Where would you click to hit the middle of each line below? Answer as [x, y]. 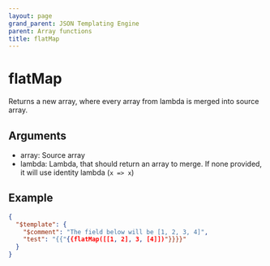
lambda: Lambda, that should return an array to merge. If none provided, [141, 164]
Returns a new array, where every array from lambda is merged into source [134, 102]
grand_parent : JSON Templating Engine [74, 24]
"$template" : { [41, 225]
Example [31, 198]
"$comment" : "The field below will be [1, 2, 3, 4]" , [116, 232]
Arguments [38, 135]
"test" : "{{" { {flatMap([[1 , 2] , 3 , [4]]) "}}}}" [105, 240]
